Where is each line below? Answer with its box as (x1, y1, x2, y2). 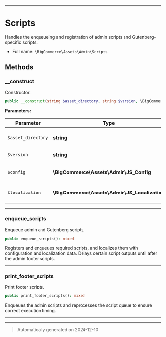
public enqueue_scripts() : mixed (5, 236, 74, 241)
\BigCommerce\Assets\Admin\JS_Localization (52, 189, 165, 196)
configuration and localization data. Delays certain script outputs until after (5, 250, 157, 256)
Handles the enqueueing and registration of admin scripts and (5, 34, 131, 40)
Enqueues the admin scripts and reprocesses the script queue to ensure (5, 302, 152, 308)
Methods (5, 63, 34, 72)
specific (5, 39, 22, 45)
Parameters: (5, 107, 31, 114)
